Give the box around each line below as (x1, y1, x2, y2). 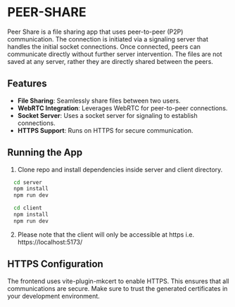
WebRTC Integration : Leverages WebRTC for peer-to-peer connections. (17, 103, 228, 112)
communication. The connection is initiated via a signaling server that (7, 34, 209, 43)
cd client (13, 204, 42, 211)
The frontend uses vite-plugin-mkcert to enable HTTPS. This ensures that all (7, 277, 229, 285)
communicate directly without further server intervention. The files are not (7, 50, 222, 58)
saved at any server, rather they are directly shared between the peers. (7, 57, 213, 65)
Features (7, 78, 47, 90)
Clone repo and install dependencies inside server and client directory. (17, 165, 223, 174)
